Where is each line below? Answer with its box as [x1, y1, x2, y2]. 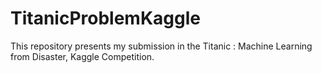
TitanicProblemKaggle [10, 7, 201, 30]
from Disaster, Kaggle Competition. [10, 50, 155, 62]
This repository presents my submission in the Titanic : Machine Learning [10, 40, 313, 52]
